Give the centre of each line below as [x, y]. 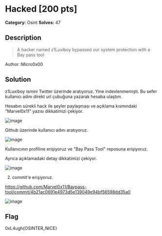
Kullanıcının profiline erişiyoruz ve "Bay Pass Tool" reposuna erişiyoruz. [77, 149]
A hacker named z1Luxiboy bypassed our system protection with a [83, 49]
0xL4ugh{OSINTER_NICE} [31, 228]
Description [23, 38]
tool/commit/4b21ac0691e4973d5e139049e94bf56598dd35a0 [68, 192]
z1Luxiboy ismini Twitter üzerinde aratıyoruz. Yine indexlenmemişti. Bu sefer [81, 91]
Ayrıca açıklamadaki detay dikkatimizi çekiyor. [51, 158]
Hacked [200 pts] [41, 9]
